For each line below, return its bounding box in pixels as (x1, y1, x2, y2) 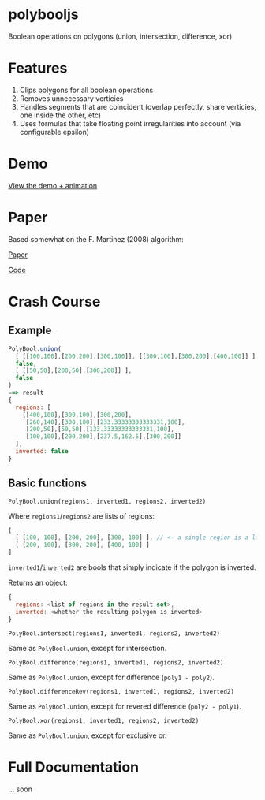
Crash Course (8, 292, 101, 311)
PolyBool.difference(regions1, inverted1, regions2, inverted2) (8, 658, 224, 667)
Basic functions (8, 477, 87, 490)
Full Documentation (8, 758, 140, 776)
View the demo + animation (8, 180, 98, 190)
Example (8, 324, 52, 337)
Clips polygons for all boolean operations (19, 85, 154, 95)
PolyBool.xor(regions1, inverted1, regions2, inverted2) (8, 716, 200, 724)
